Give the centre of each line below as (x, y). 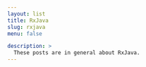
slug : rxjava (26, 27)
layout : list (26, 14)
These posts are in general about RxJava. (77, 53)
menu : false (25, 33)
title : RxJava (28, 20)
